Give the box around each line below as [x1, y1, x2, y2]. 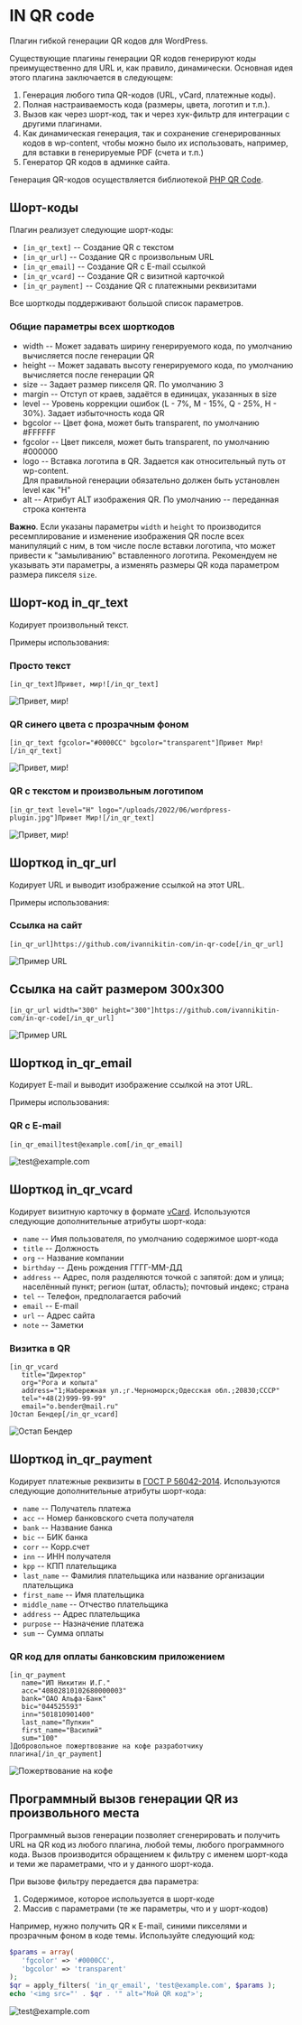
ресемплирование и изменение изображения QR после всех [9, 531, 245, 542]
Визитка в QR [9, 1342, 70, 1354]
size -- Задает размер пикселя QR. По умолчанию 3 [22, 379, 224, 390]
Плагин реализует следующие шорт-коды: [9, 224, 174, 235]
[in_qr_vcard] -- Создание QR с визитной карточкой [22, 270, 225, 281]
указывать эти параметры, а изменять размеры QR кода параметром [9, 560, 279, 571]
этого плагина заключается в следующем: [9, 71, 174, 82]
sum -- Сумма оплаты [22, 1627, 104, 1639]
